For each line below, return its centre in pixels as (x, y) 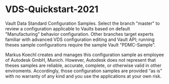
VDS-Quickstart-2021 (52, 9)
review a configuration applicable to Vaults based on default (68, 28)
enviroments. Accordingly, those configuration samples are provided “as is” (84, 71)
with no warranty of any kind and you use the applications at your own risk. (83, 76)
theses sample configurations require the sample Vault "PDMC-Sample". (80, 45)
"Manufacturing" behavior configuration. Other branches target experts (79, 34)
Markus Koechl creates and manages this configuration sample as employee (84, 55)
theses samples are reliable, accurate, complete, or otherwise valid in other (83, 65)
